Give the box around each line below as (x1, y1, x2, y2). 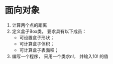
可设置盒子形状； (19, 34, 55, 40)
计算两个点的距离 (11, 22, 47, 28)
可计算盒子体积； (19, 40, 55, 46)
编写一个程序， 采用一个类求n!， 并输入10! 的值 (11, 53, 109, 59)
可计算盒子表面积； (19, 47, 59, 53)
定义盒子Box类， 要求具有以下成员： (11, 28, 87, 34)
